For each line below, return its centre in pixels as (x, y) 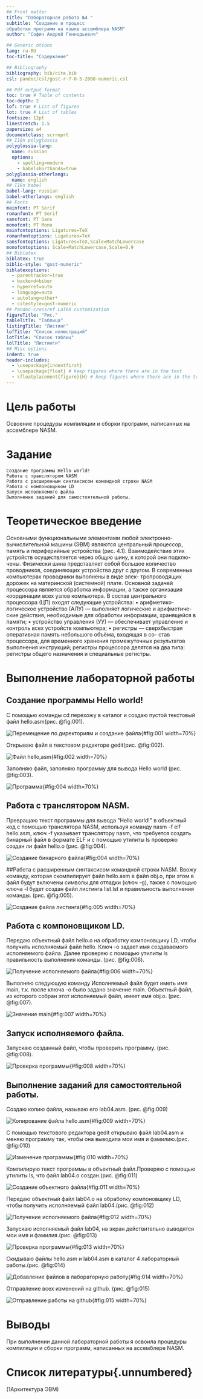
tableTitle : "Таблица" (35, 321)
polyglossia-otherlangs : (37, 174)
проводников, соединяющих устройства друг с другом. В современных (99, 570)
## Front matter (27, 12)
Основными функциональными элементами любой (72, 538)
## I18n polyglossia (32, 141)
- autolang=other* (35, 298)
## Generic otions (29, 45)
